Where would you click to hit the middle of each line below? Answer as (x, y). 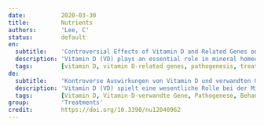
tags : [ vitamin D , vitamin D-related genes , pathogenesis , (126, 67)
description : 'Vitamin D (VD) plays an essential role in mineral (126, 59)
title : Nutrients (50, 23)
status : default (47, 37)
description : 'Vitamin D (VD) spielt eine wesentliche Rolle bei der (131, 88)
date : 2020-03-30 (52, 15)
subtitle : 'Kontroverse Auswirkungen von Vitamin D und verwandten (133, 81)
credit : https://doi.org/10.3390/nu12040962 (94, 110)
